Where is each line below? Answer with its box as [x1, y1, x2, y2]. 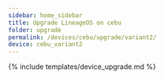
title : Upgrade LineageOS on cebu [8, 19, 122, 27]
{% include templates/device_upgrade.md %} [8, 62, 156, 71]
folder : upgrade [8, 26, 61, 34]
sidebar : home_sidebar [8, 11, 83, 20]
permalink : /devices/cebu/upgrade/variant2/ [8, 33, 157, 41]
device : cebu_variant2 [8, 41, 83, 48]
